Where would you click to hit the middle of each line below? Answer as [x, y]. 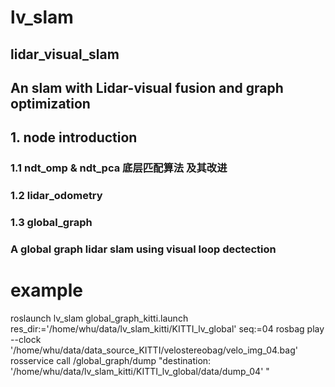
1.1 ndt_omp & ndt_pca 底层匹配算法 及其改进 [119, 168]
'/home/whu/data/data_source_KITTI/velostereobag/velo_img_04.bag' [154, 350]
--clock [26, 339]
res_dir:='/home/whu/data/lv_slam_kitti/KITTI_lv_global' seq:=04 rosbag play [167, 328]
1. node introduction [74, 137]
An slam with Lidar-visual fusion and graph [147, 87]
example [47, 290]
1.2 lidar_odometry [56, 196]
